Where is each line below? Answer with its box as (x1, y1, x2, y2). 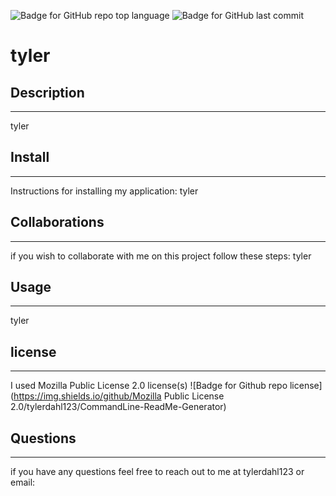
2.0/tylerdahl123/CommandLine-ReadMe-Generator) (10, 401, 227, 413)
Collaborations (10, 214, 105, 231)
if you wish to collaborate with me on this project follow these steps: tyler (10, 250, 312, 262)
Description (10, 84, 85, 101)
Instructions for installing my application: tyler (10, 185, 199, 197)
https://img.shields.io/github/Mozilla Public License (13, 390, 225, 402)
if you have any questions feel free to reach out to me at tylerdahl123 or (10, 466, 305, 478)
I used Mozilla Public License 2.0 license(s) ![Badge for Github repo (10, 380, 288, 392)
